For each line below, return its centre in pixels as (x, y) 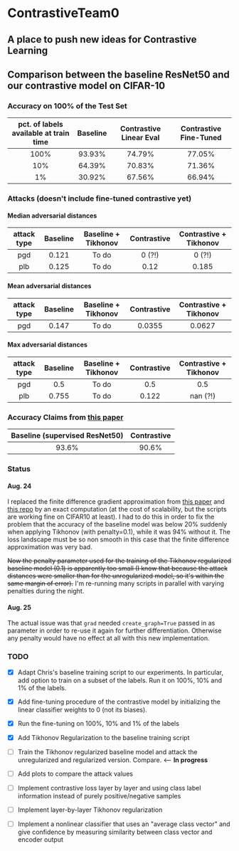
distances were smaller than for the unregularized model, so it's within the (116, 576)
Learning (28, 50)
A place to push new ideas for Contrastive (102, 39)
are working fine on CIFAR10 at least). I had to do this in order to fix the (111, 517)
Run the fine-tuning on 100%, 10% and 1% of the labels (99, 723)
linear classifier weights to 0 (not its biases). (82, 709)
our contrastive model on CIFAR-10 (86, 86)
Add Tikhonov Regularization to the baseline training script (103, 737)
